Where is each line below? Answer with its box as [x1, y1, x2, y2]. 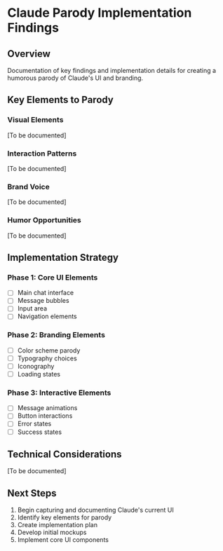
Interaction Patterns [7, 149, 77, 158]
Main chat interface [17, 289, 74, 297]
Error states [17, 419, 52, 428]
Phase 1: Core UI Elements [7, 272, 98, 282]
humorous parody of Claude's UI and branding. [7, 74, 144, 82]
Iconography [17, 362, 55, 370]
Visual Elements [7, 115, 64, 125]
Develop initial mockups [17, 528, 87, 537]
